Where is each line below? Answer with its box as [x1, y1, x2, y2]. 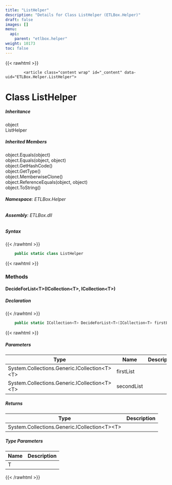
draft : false [5, 17, 33, 22]
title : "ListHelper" [5, 7, 50, 13]
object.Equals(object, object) [5, 157, 67, 163]
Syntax [5, 228, 21, 234]
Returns [5, 400, 23, 406]
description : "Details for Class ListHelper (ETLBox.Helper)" [5, 12, 141, 17]
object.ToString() [5, 184, 41, 191]
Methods [5, 273, 28, 280]
